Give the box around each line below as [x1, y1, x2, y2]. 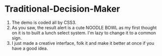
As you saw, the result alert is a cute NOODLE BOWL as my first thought [11, 24, 157, 30]
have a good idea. [11, 45, 48, 51]
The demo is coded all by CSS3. [11, 19, 77, 25]
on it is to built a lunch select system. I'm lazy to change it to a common [11, 30, 156, 36]
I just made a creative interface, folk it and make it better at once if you [11, 40, 155, 46]
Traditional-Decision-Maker [4, 3, 120, 15]
